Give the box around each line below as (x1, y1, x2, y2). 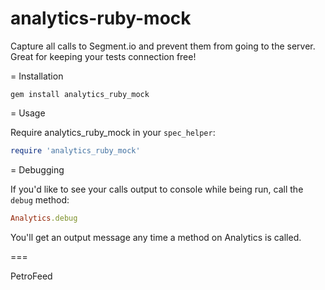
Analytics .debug (10, 213, 78, 223)
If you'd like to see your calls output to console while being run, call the (10, 183, 304, 195)
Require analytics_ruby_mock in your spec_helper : (10, 126, 216, 138)
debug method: (10, 193, 70, 206)
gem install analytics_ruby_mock (10, 89, 150, 99)
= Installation (10, 70, 64, 82)
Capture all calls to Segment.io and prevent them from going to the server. (10, 40, 316, 52)
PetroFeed (10, 270, 53, 282)
